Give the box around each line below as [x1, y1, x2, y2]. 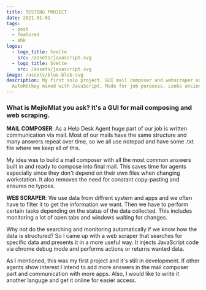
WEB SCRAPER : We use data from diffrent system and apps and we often [6, 194, 193, 202]
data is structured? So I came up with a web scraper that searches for [6, 232, 183, 240]
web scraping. [6, 111, 50, 120]
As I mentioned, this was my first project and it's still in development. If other [6, 257, 200, 264]
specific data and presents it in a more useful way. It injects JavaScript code [6, 238, 199, 246]
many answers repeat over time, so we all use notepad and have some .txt [6, 138, 194, 145]
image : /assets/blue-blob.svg [6, 72, 84, 78]
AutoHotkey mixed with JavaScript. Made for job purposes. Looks [12, 83, 183, 90]
